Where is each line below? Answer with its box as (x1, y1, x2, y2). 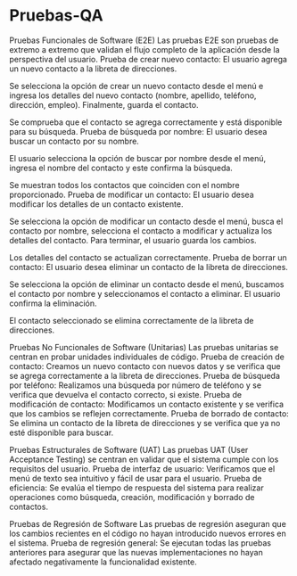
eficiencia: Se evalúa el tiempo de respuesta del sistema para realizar (9, 482, 265, 493)
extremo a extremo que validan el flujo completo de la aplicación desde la (9, 44, 280, 54)
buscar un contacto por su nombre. (9, 136, 140, 146)
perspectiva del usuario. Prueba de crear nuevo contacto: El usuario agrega (9, 53, 288, 64)
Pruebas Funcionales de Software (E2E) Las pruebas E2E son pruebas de (9, 35, 279, 45)
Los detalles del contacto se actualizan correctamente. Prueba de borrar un (9, 251, 287, 263)
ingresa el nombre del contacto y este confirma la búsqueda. (9, 162, 234, 173)
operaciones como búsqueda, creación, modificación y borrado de (9, 491, 255, 502)
